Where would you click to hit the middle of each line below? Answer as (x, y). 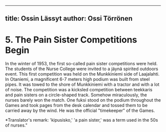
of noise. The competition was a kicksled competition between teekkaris (79, 90)
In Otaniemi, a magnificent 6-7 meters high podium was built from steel (77, 79)
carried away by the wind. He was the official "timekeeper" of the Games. (80, 110)
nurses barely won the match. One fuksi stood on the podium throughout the (83, 100)
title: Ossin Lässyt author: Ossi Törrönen (69, 18)
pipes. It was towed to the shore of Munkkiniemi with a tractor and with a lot (82, 84)
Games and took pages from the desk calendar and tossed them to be (76, 106)
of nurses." (16, 125)
